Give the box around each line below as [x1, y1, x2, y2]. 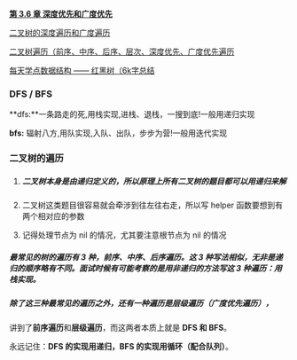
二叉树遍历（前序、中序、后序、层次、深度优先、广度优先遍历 [9, 46, 235, 57]
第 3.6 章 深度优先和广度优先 [9, 9, 113, 19]
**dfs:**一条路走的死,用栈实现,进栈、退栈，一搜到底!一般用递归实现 [9, 109, 255, 120]
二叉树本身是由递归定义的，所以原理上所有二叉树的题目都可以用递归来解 [21, 176, 286, 186]
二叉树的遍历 [9, 153, 65, 165]
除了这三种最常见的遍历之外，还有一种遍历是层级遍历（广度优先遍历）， [9, 298, 273, 309]
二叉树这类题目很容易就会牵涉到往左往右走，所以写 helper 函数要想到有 [21, 200, 284, 211]
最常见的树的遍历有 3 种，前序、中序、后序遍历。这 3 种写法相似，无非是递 [9, 252, 284, 262]
